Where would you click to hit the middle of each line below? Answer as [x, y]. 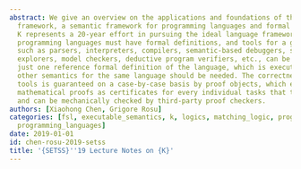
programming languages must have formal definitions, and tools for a [152, 42]
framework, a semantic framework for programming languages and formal [154, 26]
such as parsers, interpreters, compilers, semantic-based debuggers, [152, 51]
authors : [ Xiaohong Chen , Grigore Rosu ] [86, 109]
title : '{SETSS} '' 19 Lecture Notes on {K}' [92, 150]
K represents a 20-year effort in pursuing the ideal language [138, 34]
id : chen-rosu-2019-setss [57, 142]
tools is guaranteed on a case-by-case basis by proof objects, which [152, 84]
